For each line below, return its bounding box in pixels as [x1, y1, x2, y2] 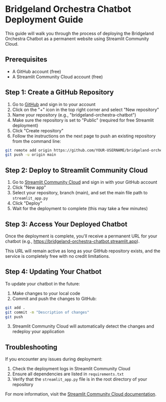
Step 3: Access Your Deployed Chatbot [5, 220, 127, 229]
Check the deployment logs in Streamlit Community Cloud [12, 366, 131, 372]
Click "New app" [12, 184, 46, 190]
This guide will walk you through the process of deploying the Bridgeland [5, 30, 154, 36]
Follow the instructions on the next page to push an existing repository [12, 133, 156, 139]
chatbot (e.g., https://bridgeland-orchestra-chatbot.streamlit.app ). [5, 238, 140, 244]
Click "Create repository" [12, 127, 64, 133]
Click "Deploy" [12, 200, 42, 206]
